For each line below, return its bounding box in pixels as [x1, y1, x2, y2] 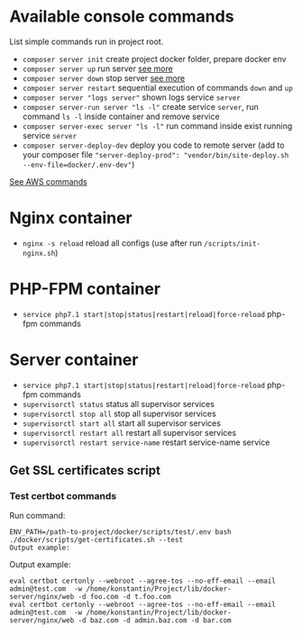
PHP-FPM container [9, 279, 160, 299]
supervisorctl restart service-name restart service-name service [22, 437, 270, 448]
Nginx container [9, 208, 133, 229]
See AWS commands [9, 176, 87, 186]
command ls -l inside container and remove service [22, 111, 220, 122]
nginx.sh [22, 249, 56, 258]
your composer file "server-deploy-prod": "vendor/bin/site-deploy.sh [22, 149, 289, 159]
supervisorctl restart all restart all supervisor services [22, 427, 237, 438]
